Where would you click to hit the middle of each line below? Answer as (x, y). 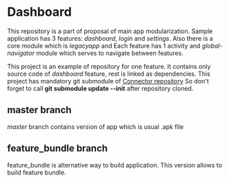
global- (212, 45)
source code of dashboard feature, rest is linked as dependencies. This (109, 74)
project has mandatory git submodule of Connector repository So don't (108, 81)
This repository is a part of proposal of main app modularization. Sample (110, 31)
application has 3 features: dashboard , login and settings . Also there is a (110, 38)
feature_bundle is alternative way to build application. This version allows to (115, 165)
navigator (21, 53)
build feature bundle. (37, 172)
